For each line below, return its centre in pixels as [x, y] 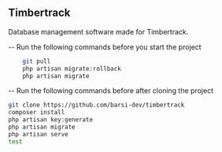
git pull [37, 61]
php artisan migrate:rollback [72, 69]
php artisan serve [38, 134]
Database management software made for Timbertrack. [98, 31]
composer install [37, 113]
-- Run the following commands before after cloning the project [111, 91]
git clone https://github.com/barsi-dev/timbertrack [96, 105]
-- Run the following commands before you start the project [105, 47]
